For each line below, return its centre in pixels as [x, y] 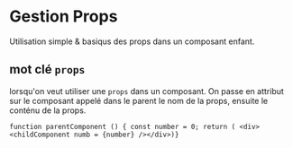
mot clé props [47, 70]
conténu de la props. [48, 110]
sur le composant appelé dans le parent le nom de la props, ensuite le [139, 100]
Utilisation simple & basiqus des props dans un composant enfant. [132, 41]
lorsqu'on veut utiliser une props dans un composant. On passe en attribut [146, 91]
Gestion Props [64, 17]
